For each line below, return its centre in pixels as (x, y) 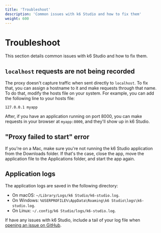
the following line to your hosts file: (40, 99)
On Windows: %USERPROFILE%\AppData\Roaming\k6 (61, 200)
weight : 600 (17, 18)
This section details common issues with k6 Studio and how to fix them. (76, 56)
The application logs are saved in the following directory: (62, 185)
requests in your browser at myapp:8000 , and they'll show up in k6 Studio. (77, 121)
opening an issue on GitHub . (33, 225)
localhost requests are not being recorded (70, 71)
